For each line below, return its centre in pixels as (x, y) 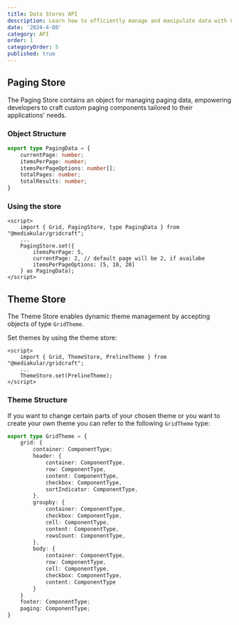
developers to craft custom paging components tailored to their (100, 107)
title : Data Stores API (43, 14)
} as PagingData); (47, 271)
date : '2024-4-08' (34, 27)
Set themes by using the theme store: (62, 338)
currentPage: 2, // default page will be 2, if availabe (119, 259)
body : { (44, 549)
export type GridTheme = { (47, 436)
